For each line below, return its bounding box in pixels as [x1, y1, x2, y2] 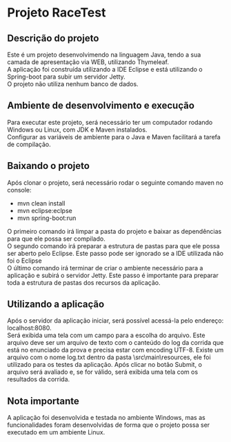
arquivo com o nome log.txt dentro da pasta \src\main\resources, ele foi [7, 353, 212, 361]
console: [7, 185, 32, 194]
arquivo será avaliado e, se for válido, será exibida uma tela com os [7, 368, 199, 376]
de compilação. [7, 140, 51, 148]
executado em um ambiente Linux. [7, 428, 106, 436]
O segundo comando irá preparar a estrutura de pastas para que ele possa [7, 241, 220, 250]
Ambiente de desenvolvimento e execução [7, 100, 195, 112]
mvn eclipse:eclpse [17, 206, 72, 214]
